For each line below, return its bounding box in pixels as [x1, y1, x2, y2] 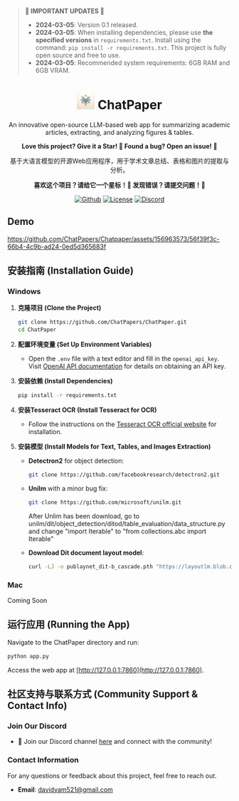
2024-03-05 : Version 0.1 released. [35, 21, 139, 29]
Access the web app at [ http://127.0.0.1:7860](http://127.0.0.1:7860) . [7, 665, 204, 674]
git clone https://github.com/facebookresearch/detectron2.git [28, 471, 221, 478]
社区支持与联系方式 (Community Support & [7, 688, 198, 700]
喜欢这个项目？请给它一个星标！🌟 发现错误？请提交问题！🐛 [33, 181, 206, 189]
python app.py [7, 653, 50, 660]
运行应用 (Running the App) [7, 618, 130, 631]
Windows [7, 286, 41, 296]
